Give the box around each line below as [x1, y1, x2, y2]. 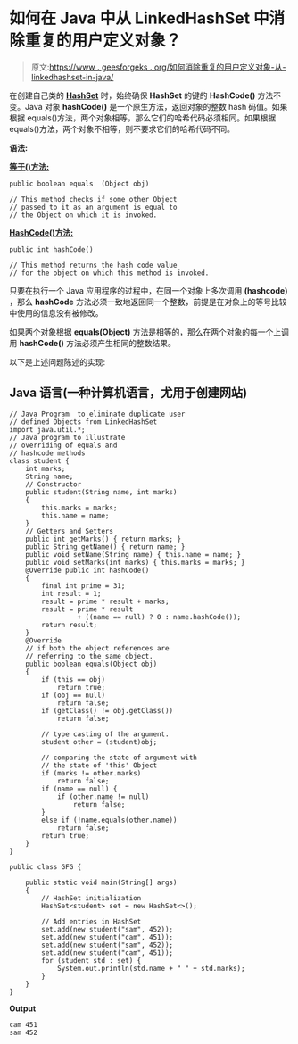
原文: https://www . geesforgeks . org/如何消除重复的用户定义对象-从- [30, 62, 286, 72]
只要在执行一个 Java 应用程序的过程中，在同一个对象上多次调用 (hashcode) [9, 285, 288, 295]
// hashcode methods [9, 448, 87, 458]
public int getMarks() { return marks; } [25, 534, 181, 543]
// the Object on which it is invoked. [9, 211, 158, 220]
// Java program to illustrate [9, 433, 126, 442]
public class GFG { [9, 862, 82, 871]
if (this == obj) [41, 675, 105, 684]
